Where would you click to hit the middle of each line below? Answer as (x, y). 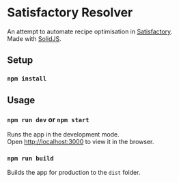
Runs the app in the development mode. (63, 134)
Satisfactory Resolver (70, 13)
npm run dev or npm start (48, 119)
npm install (27, 79)
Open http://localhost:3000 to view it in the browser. (81, 141)
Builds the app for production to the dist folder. (74, 173)
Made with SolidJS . (34, 38)
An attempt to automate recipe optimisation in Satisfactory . (90, 31)
